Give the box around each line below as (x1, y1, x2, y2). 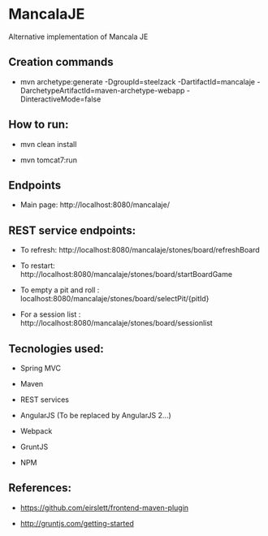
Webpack (19, 426, 53, 435)
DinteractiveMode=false (19, 94, 102, 104)
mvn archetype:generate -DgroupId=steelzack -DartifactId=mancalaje (19, 76, 256, 86)
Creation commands (8, 55, 114, 69)
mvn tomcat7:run (19, 155, 77, 165)
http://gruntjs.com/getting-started (19, 518, 134, 528)
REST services (19, 395, 69, 404)
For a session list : (19, 309, 81, 319)
